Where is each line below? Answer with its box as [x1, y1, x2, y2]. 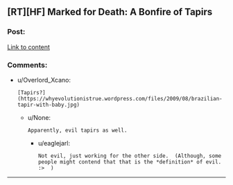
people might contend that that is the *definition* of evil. [37, 158, 222, 166]
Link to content [7, 42, 51, 51]
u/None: [27, 113, 51, 121]
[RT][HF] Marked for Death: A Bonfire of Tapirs [7, 6, 213, 18]
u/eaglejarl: [37, 139, 71, 147]
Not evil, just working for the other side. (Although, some [37, 152, 222, 159]
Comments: [7, 60, 48, 69]
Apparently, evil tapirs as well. [27, 127, 128, 134]
